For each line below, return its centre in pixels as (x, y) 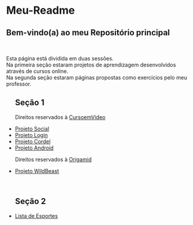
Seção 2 (30, 201)
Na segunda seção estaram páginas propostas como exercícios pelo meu (96, 77)
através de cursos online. (37, 71)
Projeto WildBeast (37, 171)
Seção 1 (30, 103)
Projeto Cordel (33, 141)
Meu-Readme (41, 10)
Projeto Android (34, 148)
